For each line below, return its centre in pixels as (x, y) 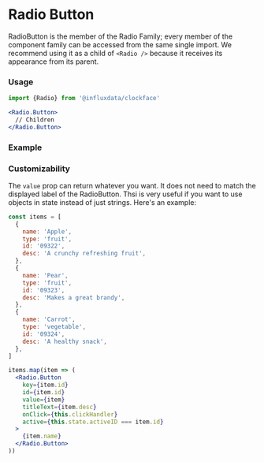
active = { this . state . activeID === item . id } (93, 422)
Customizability (39, 169)
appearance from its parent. (54, 61)
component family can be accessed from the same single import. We (120, 44)
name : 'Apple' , (47, 231)
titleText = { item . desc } (59, 407)
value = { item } (44, 400)
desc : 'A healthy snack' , (65, 341)
